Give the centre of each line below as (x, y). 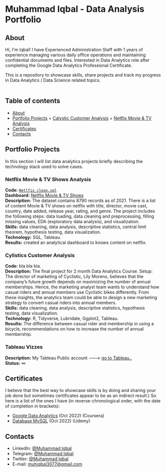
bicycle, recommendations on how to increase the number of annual (75, 329)
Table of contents (33, 101)
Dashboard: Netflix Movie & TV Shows (44, 195)
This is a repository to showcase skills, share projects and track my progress (83, 75)
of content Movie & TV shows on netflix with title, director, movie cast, (76, 205)
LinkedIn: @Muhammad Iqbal (42, 448)
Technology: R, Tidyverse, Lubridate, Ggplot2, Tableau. (62, 318)
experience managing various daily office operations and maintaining (75, 55)
